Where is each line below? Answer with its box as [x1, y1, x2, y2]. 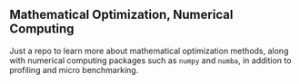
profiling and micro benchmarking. [9, 64, 139, 75]
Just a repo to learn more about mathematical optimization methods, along [9, 45, 289, 56]
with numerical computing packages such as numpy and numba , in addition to [9, 54, 292, 66]
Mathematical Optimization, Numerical [9, 7, 234, 23]
